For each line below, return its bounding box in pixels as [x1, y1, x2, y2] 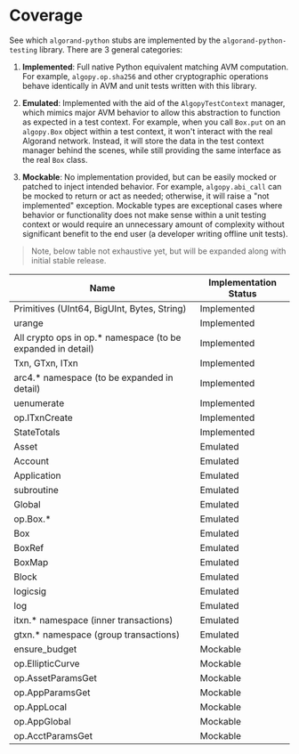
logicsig [13, 585, 47, 597]
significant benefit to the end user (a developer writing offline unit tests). [21, 228, 288, 239]
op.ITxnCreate [13, 411, 73, 424]
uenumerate [13, 397, 65, 409]
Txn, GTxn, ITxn [13, 357, 78, 369]
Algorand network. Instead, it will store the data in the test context [21, 135, 264, 146]
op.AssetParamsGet [13, 671, 98, 684]
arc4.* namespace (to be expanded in [13, 371, 174, 384]
